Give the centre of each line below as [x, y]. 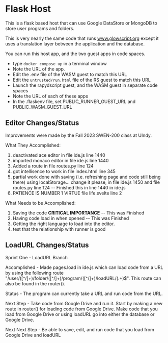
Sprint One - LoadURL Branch [36, 257]
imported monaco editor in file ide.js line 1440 [61, 160]
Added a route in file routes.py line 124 [53, 166]
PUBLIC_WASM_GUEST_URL [42, 107]
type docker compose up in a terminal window [60, 63]
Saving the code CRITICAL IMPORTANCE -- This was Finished [78, 213]
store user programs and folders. [40, 28]
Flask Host [28, 9]
